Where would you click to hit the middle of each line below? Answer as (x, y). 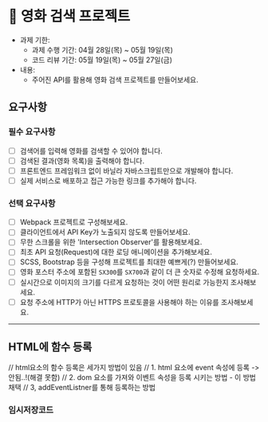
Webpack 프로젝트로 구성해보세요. (74, 222)
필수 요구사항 (32, 132)
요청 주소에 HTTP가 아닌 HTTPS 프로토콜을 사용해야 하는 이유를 (119, 302)
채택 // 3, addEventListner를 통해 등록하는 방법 (82, 388)
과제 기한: (35, 40)
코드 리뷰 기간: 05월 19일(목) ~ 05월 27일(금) (102, 60)
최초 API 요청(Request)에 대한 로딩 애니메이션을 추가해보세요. (116, 252)
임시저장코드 (31, 410)
